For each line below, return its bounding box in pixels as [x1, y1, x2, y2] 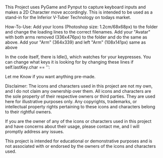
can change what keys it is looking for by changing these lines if [5, 59, 134, 65]
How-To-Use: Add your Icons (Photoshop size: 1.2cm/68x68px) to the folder [5, 24, 158, 30]
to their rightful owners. [5, 109, 52, 115]
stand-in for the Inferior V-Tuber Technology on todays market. [5, 15, 131, 20]
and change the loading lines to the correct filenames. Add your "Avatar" [5, 29, 151, 35]
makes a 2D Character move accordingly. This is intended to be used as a [5, 9, 153, 15]
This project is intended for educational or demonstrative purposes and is [5, 138, 152, 144]
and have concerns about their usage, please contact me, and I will [5, 123, 140, 129]
